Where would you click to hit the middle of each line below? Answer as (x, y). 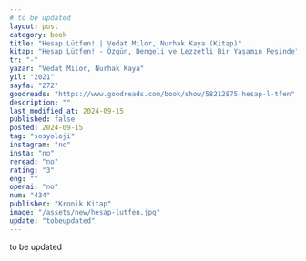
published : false (42, 119)
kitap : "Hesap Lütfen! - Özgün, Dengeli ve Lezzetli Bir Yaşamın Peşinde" (154, 52)
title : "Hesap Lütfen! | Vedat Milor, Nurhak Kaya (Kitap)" (126, 43)
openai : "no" (34, 187)
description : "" (40, 102)
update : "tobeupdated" (52, 221)
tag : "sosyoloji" (42, 136)
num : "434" (30, 196)
